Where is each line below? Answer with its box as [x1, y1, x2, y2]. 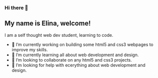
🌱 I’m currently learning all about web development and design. [11, 52, 139, 58]
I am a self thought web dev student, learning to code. [4, 32, 113, 38]
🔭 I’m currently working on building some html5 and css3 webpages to [11, 41, 154, 47]
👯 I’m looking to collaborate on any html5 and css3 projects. [11, 57, 132, 62]
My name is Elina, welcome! [4, 19, 91, 28]
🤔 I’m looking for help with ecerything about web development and [11, 62, 146, 68]
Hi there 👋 [4, 4, 29, 11]
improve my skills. [11, 47, 48, 52]
